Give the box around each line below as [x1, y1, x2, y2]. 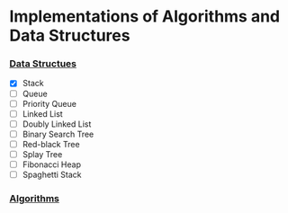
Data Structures [9, 25, 130, 46]
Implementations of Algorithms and [9, 6, 281, 27]
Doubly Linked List [22, 119, 92, 129]
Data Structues [9, 58, 77, 70]
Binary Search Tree [22, 129, 94, 139]
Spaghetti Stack [22, 169, 83, 181]
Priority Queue [22, 98, 76, 109]
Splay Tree [22, 148, 63, 159]
